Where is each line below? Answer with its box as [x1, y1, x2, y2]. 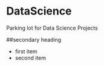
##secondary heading [6, 36, 62, 43]
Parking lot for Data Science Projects [6, 24, 98, 31]
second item [15, 54, 47, 61]
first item [15, 47, 37, 55]
